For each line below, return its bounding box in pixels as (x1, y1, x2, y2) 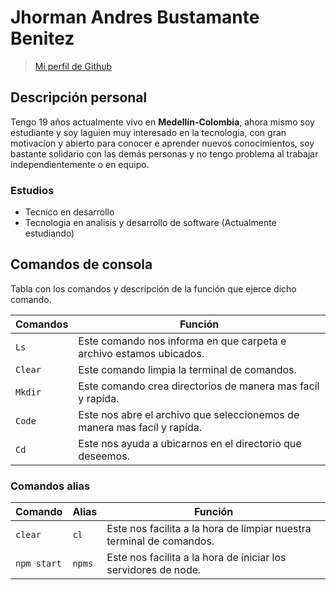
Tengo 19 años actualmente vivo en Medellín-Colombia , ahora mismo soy (10, 116, 315, 128)
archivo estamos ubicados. (78, 346, 205, 360)
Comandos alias (10, 479, 91, 493)
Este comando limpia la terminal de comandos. (78, 362, 297, 376)
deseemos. (78, 449, 130, 463)
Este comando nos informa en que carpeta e (78, 334, 287, 348)
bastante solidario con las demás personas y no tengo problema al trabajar (10, 147, 319, 160)
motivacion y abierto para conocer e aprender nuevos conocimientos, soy (10, 137, 315, 149)
